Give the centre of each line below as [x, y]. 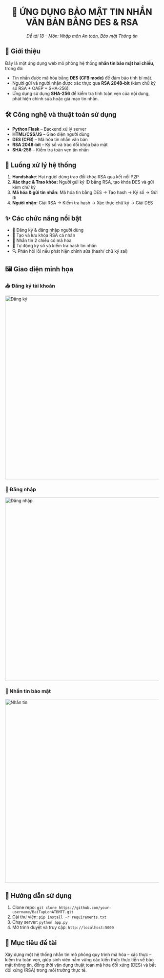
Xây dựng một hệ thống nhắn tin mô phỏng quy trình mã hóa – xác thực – [78, 954]
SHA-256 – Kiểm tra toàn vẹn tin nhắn [51, 150]
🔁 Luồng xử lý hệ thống [41, 165]
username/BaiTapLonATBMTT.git [43, 912]
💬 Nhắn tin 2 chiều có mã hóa [42, 240]
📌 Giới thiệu [23, 51]
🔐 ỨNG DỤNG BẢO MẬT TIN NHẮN [82, 12]
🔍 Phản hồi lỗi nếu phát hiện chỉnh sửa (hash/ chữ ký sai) [70, 251]
